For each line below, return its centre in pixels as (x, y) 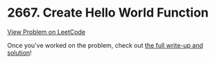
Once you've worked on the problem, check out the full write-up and (105, 45)
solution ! (20, 53)
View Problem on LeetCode (46, 32)
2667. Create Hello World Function (108, 13)
